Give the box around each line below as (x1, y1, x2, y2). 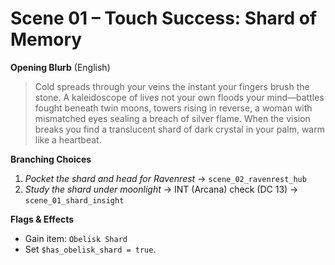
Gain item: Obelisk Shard (24, 232, 128, 244)
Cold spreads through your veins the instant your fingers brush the (34, 80, 310, 92)
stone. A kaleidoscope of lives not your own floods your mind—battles (34, 91, 325, 103)
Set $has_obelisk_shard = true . (24, 243, 157, 255)
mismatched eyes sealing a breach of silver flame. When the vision (34, 112, 311, 124)
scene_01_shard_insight (24, 195, 125, 206)
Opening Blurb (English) (10, 61, 111, 73)
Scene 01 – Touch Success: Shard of (10, 7, 318, 30)
